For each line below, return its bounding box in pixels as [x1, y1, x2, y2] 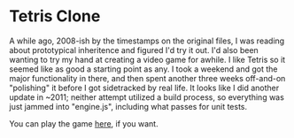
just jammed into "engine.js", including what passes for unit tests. [9, 101, 248, 111]
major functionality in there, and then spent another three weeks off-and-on [9, 73, 286, 83]
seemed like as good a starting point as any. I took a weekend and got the [9, 64, 278, 74]
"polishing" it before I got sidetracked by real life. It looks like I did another [9, 82, 280, 93]
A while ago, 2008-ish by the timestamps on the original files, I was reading [9, 35, 285, 46]
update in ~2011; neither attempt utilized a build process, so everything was [9, 91, 285, 103]
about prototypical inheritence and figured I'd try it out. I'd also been [9, 44, 259, 55]
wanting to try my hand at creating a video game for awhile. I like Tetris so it [9, 54, 286, 65]
